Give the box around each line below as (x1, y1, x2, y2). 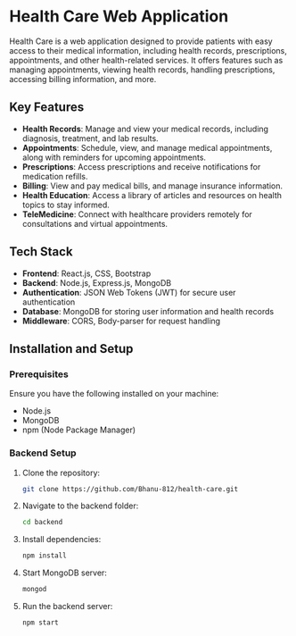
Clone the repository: (21, 467, 101, 478)
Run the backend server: (21, 601, 113, 612)
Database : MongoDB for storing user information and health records (21, 305, 275, 316)
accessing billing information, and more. (9, 73, 157, 84)
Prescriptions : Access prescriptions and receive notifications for (21, 161, 261, 172)
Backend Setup (9, 447, 78, 459)
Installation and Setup (9, 341, 134, 356)
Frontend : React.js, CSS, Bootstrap (21, 268, 152, 279)
